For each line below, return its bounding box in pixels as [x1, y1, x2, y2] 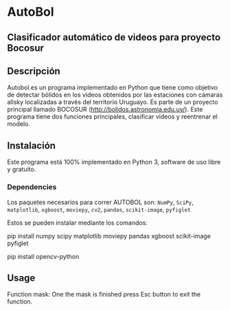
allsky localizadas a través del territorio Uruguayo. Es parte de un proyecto [7, 98, 218, 106]
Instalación [7, 140, 56, 151]
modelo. [7, 120, 31, 128]
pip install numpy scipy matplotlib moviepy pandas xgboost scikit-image [7, 232, 211, 240]
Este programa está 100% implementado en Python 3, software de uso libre [7, 158, 221, 166]
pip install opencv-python [7, 252, 80, 260]
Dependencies [7, 182, 57, 192]
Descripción [7, 65, 60, 77]
